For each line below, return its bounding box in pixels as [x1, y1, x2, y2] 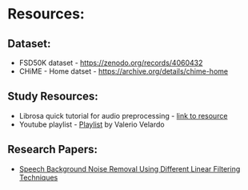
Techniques [18, 172, 58, 182]
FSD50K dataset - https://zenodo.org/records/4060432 [18, 58, 203, 67]
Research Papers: [7, 143, 98, 156]
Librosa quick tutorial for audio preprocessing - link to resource [18, 111, 228, 120]
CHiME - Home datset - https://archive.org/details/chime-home [18, 67, 229, 76]
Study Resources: [7, 90, 99, 103]
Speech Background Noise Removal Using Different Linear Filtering [18, 164, 241, 173]
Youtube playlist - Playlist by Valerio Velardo [18, 119, 165, 129]
